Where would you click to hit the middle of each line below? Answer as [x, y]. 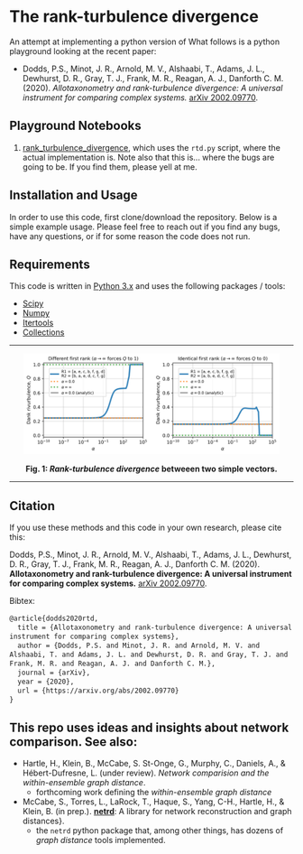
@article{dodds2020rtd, [54, 619]
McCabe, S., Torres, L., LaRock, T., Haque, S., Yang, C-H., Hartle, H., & [153, 802]
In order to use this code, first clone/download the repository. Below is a [143, 217]
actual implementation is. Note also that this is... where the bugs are [148, 157]
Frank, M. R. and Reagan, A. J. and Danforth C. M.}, [113, 664]
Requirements [50, 264]
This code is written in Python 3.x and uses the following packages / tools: [147, 286]
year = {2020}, [46, 682]
